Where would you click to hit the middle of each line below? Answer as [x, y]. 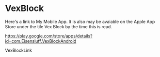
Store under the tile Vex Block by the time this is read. [59, 26]
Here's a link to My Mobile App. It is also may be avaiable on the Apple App [80, 22]
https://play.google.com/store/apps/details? [49, 36]
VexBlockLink [19, 50]
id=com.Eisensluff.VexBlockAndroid [41, 41]
